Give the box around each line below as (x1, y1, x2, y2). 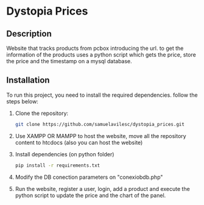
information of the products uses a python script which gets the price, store (6, 51, 196, 58)
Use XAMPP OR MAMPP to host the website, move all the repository (15, 132, 187, 139)
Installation (6, 75, 50, 86)
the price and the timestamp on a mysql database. (6, 58, 132, 64)
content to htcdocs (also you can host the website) (15, 139, 143, 146)
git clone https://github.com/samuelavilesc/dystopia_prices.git (15, 121, 185, 127)
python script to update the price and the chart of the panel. (15, 192, 166, 199)
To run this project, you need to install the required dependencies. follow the (6, 91, 198, 99)
